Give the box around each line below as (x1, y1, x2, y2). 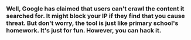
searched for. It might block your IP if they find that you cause (6, 12, 186, 20)
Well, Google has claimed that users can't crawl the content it (6, 5, 185, 13)
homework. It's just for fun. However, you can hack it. (6, 26, 162, 34)
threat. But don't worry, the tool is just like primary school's (6, 19, 179, 27)
